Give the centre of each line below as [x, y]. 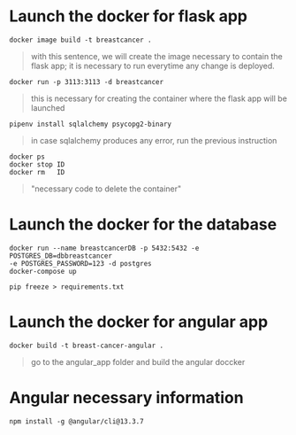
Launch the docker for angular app [139, 322]
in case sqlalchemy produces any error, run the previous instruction [154, 140]
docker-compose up [43, 271]
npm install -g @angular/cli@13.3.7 [76, 421]
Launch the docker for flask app [129, 16]
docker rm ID [37, 172]
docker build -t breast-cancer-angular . [87, 346]
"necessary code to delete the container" [106, 189]
